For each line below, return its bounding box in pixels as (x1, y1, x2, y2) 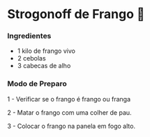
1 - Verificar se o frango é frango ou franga (7, 95, 131, 103)
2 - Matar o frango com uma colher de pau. (7, 108, 132, 117)
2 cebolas (17, 54, 47, 63)
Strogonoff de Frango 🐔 (7, 6, 145, 22)
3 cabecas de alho (17, 62, 71, 70)
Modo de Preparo (7, 79, 68, 89)
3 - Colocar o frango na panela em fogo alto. (7, 122, 136, 130)
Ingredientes (7, 31, 52, 41)
